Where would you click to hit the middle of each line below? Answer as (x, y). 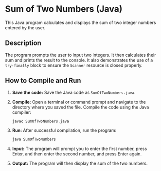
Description (23, 43)
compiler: (22, 112)
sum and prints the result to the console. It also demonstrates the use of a (79, 60)
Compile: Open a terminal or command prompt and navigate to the (79, 102)
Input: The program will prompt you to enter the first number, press (80, 149)
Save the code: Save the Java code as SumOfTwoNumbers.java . (74, 92)
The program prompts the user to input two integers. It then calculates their (80, 55)
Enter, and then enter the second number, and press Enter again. (77, 154)
